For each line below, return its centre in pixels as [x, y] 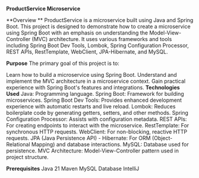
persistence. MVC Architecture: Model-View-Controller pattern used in [93, 151]
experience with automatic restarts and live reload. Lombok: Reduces [91, 106]
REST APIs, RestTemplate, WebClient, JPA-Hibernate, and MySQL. [87, 52]
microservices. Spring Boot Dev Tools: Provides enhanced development [94, 100]
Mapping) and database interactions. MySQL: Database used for [110, 144]
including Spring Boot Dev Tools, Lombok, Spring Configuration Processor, [97, 45]
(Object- [162, 138]
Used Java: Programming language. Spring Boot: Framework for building [95, 94]
